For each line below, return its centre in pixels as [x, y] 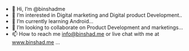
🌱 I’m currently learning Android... [52, 21]
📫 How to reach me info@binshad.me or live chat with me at [85, 34]
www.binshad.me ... [36, 42]
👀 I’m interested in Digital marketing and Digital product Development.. [97, 15]
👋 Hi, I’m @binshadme [39, 9]
